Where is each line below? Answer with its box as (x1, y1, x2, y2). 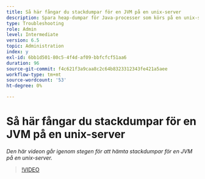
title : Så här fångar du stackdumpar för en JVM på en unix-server (6, 9, 182, 15)
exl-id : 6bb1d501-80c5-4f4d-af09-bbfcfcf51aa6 (6, 54, 127, 60)
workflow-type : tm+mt (6, 71, 62, 78)
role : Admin (6, 26, 37, 32)
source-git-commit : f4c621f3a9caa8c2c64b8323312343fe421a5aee (6, 65, 168, 72)
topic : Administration (6, 43, 64, 49)
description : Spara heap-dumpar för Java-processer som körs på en (6, 15, 182, 21)
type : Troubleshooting (6, 20, 64, 26)
